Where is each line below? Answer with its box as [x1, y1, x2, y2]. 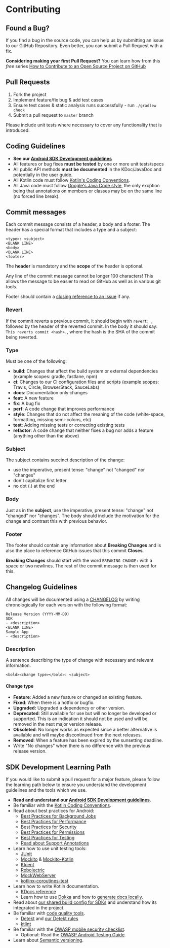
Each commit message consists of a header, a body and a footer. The [6, 221, 151, 227]
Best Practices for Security [20, 824, 77, 830]
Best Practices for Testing [20, 835, 75, 841]
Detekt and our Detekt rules [20, 916, 78, 922]
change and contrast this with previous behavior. [6, 518, 108, 524]
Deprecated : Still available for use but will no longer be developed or [13, 710, 157, 717]
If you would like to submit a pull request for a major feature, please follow [6, 776, 160, 783]
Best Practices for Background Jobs [20, 813, 96, 819]
